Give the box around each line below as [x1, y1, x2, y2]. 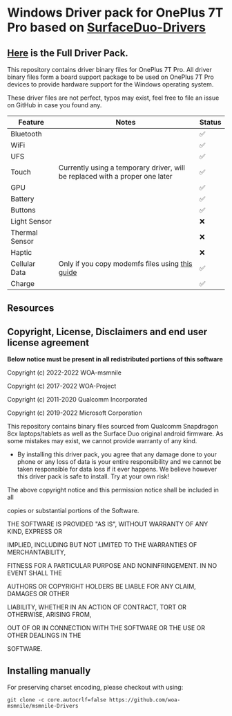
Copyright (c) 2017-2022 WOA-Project [7, 382, 117, 391]
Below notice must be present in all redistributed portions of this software [7, 355, 223, 364]
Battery [10, 194, 35, 204]
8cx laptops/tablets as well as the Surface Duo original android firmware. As [7, 429, 224, 438]
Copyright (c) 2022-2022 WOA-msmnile [7, 368, 122, 377]
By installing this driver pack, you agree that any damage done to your [17, 450, 217, 458]
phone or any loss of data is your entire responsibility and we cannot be [17, 458, 222, 466]
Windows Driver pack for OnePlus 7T [7, 5, 224, 21]
